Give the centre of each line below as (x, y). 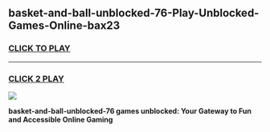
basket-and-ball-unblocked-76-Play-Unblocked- (134, 13)
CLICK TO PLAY (39, 49)
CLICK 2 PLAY (36, 78)
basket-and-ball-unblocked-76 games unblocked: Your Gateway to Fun (130, 110)
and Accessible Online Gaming (61, 119)
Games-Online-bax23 (64, 26)
